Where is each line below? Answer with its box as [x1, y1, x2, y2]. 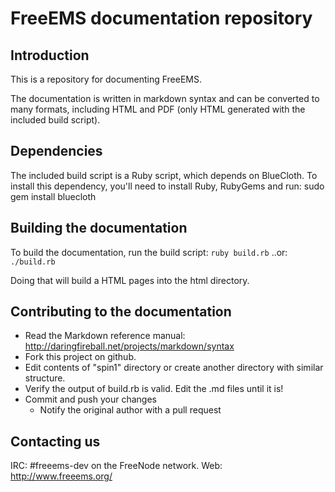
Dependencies [10, 143, 103, 160]
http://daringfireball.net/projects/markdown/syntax [24, 340, 235, 352]
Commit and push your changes [24, 393, 157, 406]
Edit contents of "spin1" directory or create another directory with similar [24, 362, 324, 374]
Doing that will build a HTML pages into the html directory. [10, 274, 250, 286]
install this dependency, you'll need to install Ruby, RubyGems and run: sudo [10, 180, 325, 192]
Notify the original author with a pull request [39, 404, 222, 416]
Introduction [10, 47, 90, 64]
